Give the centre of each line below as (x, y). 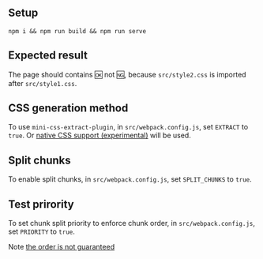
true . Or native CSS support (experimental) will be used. (100, 135)
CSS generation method (68, 109)
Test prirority (41, 204)
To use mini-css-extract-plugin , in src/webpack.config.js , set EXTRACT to (128, 127)
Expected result (48, 56)
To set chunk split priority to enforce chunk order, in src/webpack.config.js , (131, 223)
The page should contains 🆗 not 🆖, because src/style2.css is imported (127, 74)
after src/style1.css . (43, 83)
